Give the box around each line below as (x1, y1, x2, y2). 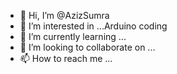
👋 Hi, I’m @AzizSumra (19, 10, 110, 21)
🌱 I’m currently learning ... (19, 31, 127, 42)
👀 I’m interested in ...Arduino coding (19, 20, 168, 32)
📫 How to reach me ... (19, 53, 113, 64)
